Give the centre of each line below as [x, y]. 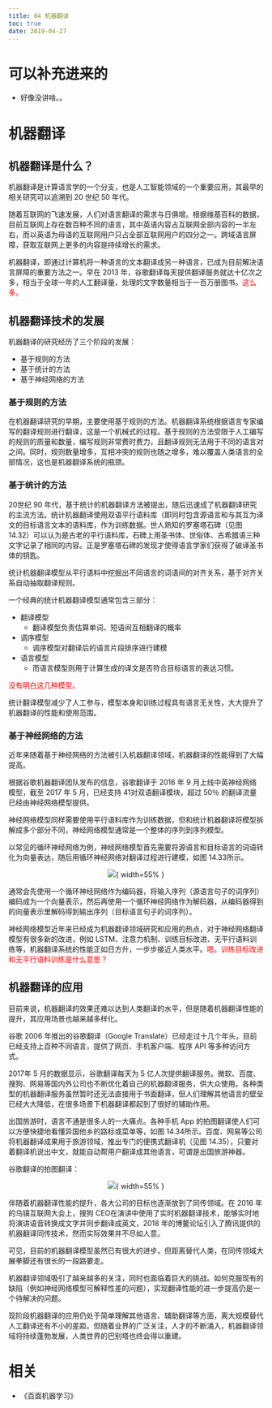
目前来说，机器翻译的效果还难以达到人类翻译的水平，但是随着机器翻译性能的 [136, 1008]
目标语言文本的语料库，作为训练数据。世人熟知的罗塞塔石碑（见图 [132, 525]
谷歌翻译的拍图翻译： [44, 1168]
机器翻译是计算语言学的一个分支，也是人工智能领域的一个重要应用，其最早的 [136, 187]
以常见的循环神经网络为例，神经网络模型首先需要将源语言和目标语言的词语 [132, 847]
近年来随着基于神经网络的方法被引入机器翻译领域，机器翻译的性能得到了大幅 [136, 755]
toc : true [25, 24]
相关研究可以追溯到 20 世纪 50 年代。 [71, 197]
